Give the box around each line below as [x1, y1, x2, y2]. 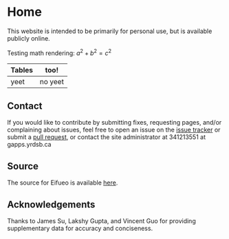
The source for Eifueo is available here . [7, 178, 118, 187]
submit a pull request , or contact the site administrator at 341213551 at [7, 133, 206, 141]
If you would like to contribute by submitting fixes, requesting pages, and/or [7, 118, 222, 127]
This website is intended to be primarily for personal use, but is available [7, 27, 212, 35]
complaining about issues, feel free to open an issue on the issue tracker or [7, 125, 221, 134]
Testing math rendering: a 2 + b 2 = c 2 [7, 48, 112, 57]
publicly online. [7, 34, 50, 42]
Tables [10, 65, 33, 74]
